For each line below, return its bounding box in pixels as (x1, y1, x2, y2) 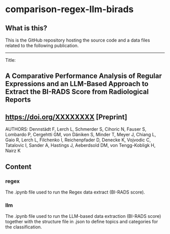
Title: (5, 57, 16, 63)
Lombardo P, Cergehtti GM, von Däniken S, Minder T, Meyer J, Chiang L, (5, 132, 156, 138)
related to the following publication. (5, 43, 79, 49)
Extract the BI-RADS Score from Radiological (5, 88, 149, 96)
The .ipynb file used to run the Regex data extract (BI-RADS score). (5, 189, 145, 195)
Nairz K (5, 148, 21, 154)
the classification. (5, 224, 42, 230)
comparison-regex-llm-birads (5, 4, 134, 15)
